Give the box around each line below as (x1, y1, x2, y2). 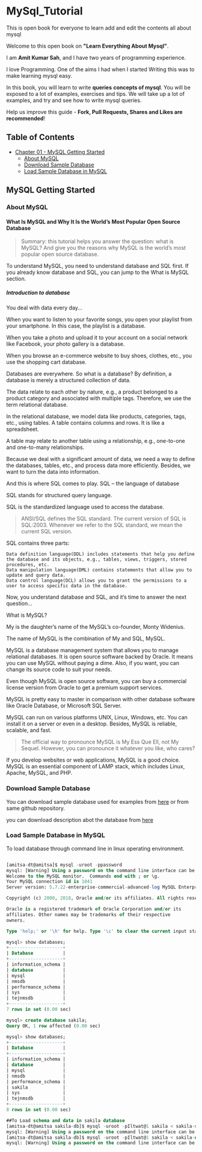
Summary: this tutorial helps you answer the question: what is (20, 238, 174, 245)
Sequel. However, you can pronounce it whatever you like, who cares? (20, 745, 195, 752)
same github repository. (6, 804, 65, 812)
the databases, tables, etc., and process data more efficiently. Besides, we (6, 462, 191, 469)
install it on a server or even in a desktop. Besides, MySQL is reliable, (6, 720, 177, 728)
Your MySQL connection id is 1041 (6, 879, 93, 885)
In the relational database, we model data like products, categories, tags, (6, 413, 186, 420)
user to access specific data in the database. (6, 583, 128, 589)
